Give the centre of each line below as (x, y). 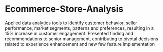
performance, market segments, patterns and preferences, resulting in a (79, 28)
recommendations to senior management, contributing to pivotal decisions (81, 39)
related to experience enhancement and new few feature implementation (80, 44)
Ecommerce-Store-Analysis (64, 9)
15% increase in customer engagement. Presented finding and (69, 33)
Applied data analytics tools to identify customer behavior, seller (71, 23)
